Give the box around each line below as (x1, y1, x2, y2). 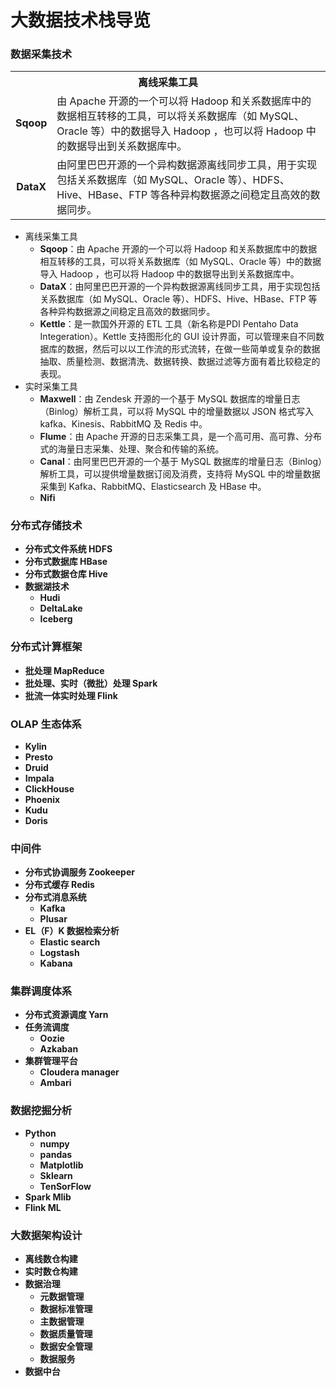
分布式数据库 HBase (24, 556, 108, 568)
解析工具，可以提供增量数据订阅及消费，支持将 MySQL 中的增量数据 (39, 467, 321, 480)
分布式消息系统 (24, 891, 87, 903)
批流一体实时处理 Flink (24, 689, 118, 701)
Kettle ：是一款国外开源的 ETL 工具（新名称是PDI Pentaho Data (39, 317, 299, 330)
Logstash (39, 947, 80, 959)
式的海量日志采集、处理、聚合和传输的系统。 (39, 442, 225, 455)
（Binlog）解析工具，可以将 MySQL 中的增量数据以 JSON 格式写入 (39, 405, 314, 417)
